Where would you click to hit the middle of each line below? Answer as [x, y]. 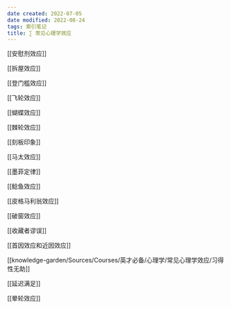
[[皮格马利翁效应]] [33, 201]
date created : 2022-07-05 [44, 14]
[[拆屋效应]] [24, 68]
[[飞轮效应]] [24, 98]
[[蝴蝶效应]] [24, 112]
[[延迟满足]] [24, 284]
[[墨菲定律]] [24, 172]
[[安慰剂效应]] [27, 53]
